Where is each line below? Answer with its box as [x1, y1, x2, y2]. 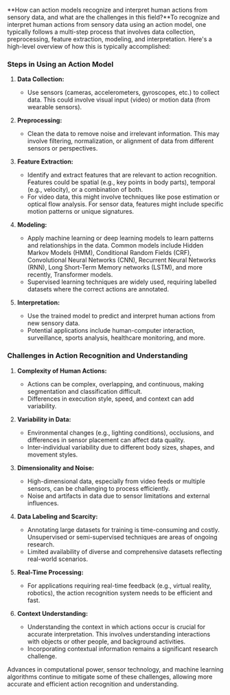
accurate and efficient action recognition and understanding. [7, 680, 179, 688]
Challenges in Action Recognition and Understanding [7, 351, 188, 360]
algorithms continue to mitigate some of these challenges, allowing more [7, 672, 213, 681]
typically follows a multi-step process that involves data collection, [7, 27, 196, 36]
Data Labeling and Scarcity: [16, 512, 98, 520]
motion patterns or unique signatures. [27, 208, 135, 216]
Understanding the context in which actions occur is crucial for [27, 622, 206, 631]
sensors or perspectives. [27, 144, 98, 153]
